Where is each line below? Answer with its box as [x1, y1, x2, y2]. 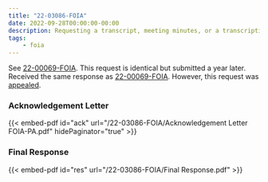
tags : [8, 34, 26, 42]
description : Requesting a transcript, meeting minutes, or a [8, 26, 219, 34]
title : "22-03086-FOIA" [8, 11, 88, 20]
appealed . [8, 81, 41, 90]
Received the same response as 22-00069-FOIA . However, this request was [8, 72, 259, 81]
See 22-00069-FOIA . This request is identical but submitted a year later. [8, 63, 246, 73]
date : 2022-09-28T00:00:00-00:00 [8, 19, 120, 27]
